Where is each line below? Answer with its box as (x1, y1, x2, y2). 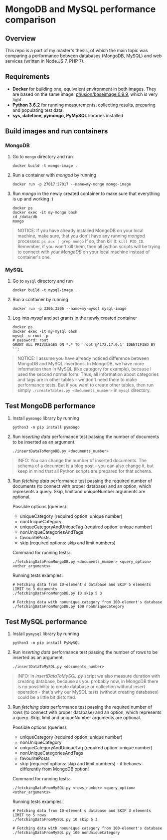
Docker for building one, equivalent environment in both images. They (12, 86, 157, 92)
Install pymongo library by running (12, 415, 79, 421)
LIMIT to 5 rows (12, 813, 46, 818)
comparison (5, 14, 56, 26)
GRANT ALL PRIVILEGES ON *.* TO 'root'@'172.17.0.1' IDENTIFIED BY (12, 342, 156, 347)
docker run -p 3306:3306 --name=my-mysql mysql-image (12, 306, 127, 311)
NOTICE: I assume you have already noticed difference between (17, 355, 150, 361)
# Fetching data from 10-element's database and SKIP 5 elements (12, 582, 151, 587)
